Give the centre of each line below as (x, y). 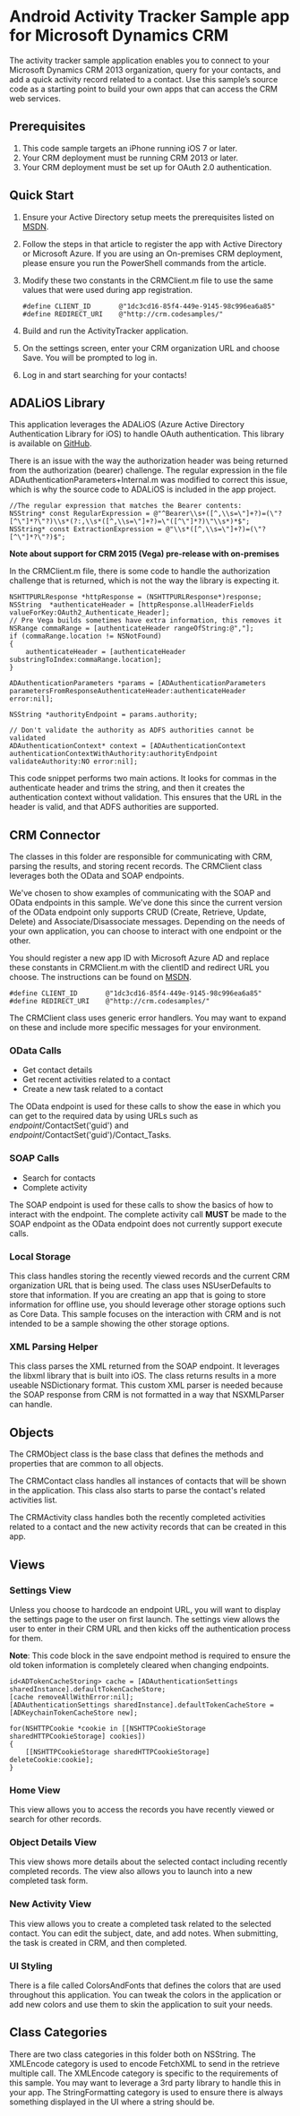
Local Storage (40, 1256)
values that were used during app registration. (107, 289)
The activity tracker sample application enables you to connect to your (140, 60)
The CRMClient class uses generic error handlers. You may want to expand (148, 1018)
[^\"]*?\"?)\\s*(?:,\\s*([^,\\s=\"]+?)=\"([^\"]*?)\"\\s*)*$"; (130, 521)
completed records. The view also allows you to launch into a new (131, 1871)
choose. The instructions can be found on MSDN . (101, 977)
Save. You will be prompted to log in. (90, 357)
